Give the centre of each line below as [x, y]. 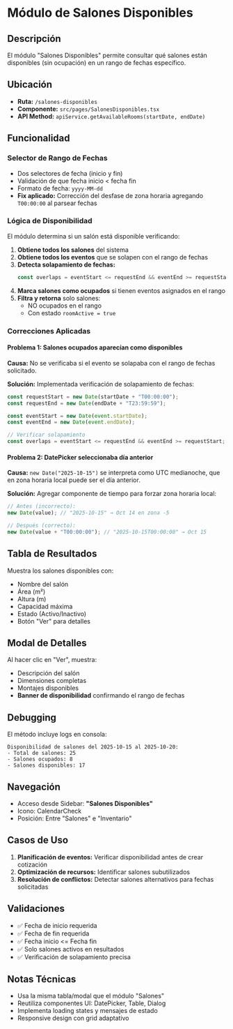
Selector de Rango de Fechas [57, 158]
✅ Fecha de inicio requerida [57, 925]
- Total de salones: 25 [42, 753]
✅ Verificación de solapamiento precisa [74, 956]
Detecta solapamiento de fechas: [66, 264]
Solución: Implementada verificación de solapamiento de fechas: [101, 384]
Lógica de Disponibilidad [50, 221]
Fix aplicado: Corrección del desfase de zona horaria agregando [110, 195]
